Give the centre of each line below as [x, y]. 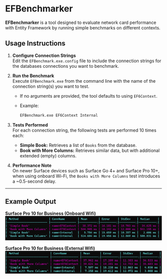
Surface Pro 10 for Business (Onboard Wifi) [50, 213]
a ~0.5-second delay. [34, 181]
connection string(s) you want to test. [51, 86]
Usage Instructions [35, 44]
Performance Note [32, 165]
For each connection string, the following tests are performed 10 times [84, 130]
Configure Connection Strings [44, 55]
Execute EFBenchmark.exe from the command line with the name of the [84, 81]
